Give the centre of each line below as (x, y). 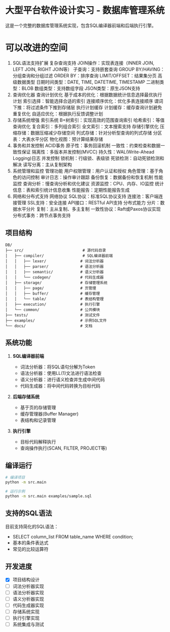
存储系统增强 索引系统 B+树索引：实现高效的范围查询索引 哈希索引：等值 (89, 120)
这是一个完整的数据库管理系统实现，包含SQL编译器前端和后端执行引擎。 (81, 25)
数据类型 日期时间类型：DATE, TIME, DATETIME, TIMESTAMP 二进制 (88, 82)
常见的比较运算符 (30, 549)
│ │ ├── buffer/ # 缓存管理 (53, 293)
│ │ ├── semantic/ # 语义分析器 (55, 272)
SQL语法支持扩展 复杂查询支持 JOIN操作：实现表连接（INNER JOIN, (83, 63)
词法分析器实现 (28, 586)
